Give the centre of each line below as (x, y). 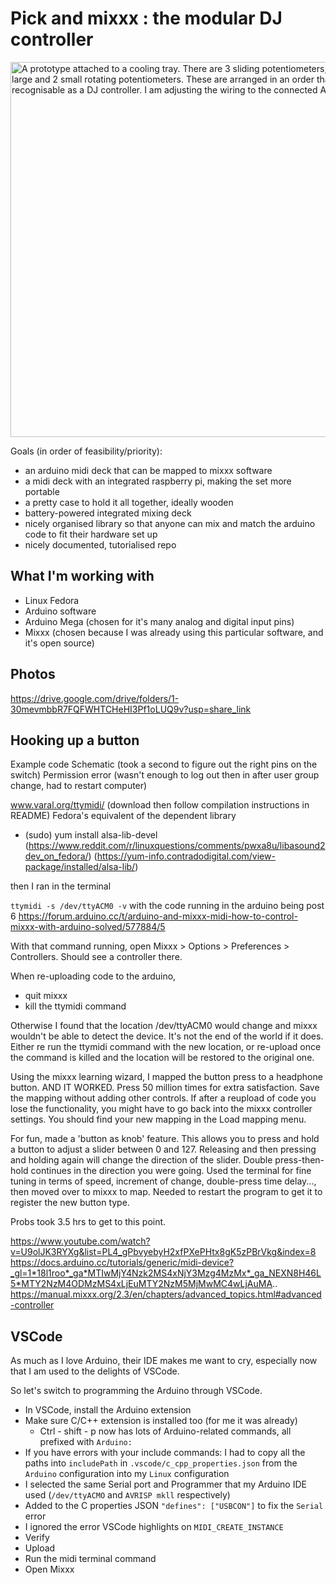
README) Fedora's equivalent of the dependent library (123, 816)
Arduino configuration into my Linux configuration (127, 1474)
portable (42, 491)
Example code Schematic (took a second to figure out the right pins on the (164, 764)
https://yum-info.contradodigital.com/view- (186, 856)
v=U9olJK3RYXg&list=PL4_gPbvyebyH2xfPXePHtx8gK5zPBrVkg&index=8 (163, 1252)
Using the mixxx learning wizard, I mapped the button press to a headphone (166, 1077)
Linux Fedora (52, 600)
